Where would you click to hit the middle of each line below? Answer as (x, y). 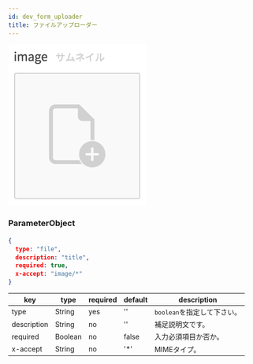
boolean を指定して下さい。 (198, 312)
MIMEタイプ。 (177, 349)
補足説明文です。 (182, 325)
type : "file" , (38, 249)
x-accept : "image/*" (49, 274)
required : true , (42, 266)
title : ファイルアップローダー (53, 25)
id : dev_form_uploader (45, 17)
